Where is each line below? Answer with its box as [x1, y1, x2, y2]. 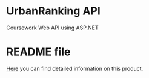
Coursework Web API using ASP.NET [6, 24, 99, 31]
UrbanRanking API [6, 4, 101, 18]
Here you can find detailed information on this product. [6, 65, 144, 72]
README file [6, 45, 71, 59]
